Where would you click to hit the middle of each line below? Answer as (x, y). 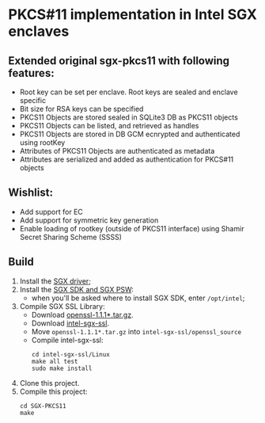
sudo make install (62, 368)
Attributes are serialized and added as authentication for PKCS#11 (127, 159)
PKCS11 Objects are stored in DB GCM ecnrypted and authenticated (130, 134)
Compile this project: (53, 391)
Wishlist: (31, 193)
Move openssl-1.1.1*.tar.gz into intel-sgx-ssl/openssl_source (136, 331)
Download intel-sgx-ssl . (70, 323)
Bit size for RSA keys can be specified (81, 109)
